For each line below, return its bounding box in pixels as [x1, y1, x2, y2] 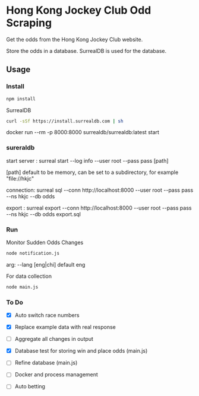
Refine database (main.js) [14, 359, 78, 366]
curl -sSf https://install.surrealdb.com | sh [6, 118, 124, 124]
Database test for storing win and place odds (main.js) [14, 347, 148, 354]
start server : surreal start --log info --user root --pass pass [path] [6, 157, 169, 164]
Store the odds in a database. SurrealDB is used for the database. [6, 47, 167, 54]
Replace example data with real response [14, 324, 116, 331]
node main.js [6, 284, 39, 290]
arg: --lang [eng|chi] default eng [6, 261, 86, 268]
